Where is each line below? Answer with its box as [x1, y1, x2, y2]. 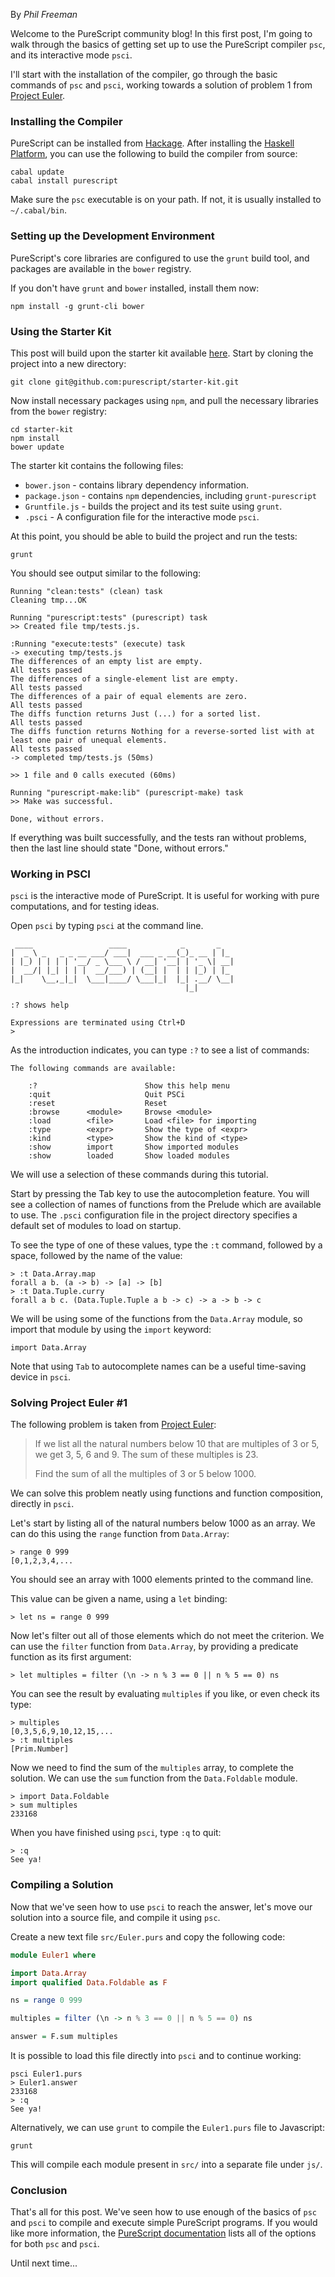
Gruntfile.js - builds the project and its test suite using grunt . [24, 500, 283, 512]
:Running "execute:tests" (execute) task [10, 639, 186, 649]
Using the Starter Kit [10, 324, 112, 338]
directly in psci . [10, 1498, 75, 1510]
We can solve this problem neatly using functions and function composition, [10, 1487, 324, 1499]
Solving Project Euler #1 [10, 1396, 128, 1410]
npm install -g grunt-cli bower [10, 301, 145, 311]
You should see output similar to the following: [10, 567, 202, 579]
